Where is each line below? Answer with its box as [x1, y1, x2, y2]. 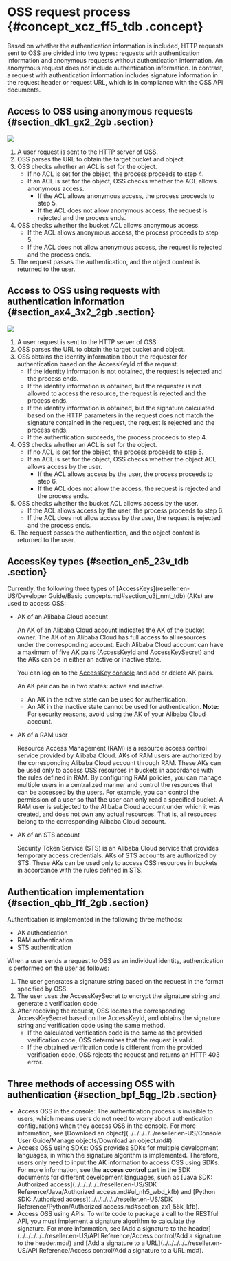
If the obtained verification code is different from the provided [27, 1043, 203, 1052]
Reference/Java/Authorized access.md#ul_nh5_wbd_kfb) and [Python [16, 1188, 216, 1195]
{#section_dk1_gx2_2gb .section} [7, 117, 154, 128]
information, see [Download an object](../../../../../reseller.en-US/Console [16, 1129, 222, 1137]
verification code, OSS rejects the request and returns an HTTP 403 [27, 1051, 220, 1059]
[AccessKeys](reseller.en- [115, 584, 190, 593]
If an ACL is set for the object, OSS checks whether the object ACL [27, 455, 217, 463]
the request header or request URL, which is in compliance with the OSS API [7, 78, 223, 86]
